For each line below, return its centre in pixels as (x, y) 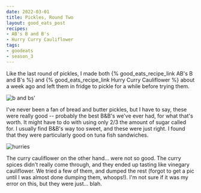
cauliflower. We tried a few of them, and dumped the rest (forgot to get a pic (100, 171)
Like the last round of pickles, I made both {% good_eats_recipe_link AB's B (100, 73)
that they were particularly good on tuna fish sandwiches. (77, 135)
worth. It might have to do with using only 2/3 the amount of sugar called (96, 122)
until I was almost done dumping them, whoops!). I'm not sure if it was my (97, 177)
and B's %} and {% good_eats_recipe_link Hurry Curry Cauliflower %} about (100, 80)
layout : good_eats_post (36, 23)
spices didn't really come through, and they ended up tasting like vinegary (98, 164)
